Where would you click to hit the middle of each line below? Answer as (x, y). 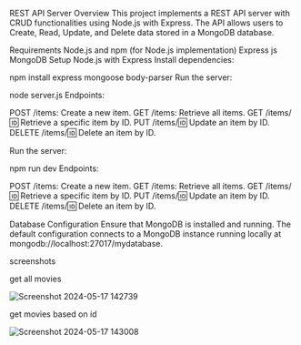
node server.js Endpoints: (57, 95)
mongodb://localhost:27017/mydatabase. (86, 244)
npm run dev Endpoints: (54, 168)
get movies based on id (53, 314)
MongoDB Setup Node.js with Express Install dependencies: (122, 60)
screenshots (33, 261)
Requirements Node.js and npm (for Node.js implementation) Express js (143, 50)
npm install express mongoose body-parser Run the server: (121, 77)
